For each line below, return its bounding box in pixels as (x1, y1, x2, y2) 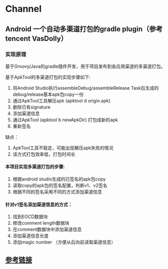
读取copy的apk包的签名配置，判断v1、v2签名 (12, 182, 108, 189)
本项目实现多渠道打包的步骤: (5, 164, 65, 170)
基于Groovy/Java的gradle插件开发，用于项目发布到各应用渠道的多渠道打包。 (5, 63, 165, 69)
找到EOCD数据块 (12, 213, 48, 220)
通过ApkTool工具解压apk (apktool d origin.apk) (12, 97, 111, 103)
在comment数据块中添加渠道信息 (12, 226, 82, 232)
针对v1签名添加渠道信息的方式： (5, 201, 73, 207)
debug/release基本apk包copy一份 (12, 91, 84, 97)
